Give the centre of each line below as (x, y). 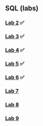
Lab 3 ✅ (15, 37)
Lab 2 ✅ (15, 23)
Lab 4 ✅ (15, 50)
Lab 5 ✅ (15, 64)
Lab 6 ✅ (15, 77)
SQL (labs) (22, 8)
